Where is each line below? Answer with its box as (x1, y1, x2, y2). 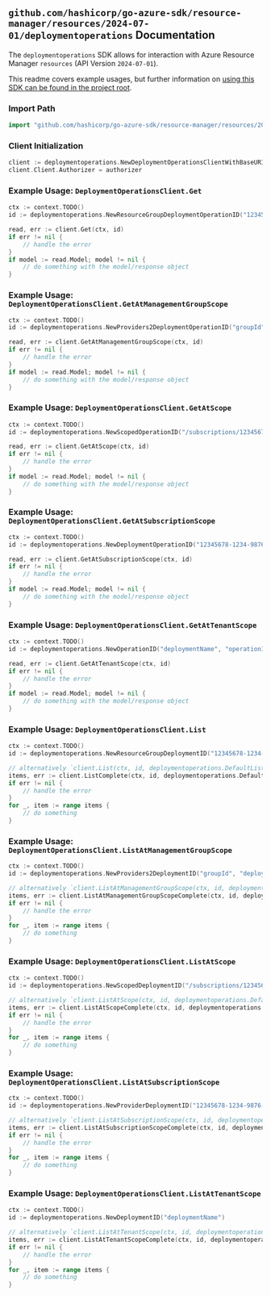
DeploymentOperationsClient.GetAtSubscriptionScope (8, 516, 216, 526)
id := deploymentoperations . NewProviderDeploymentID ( (8, 1102, 194, 1110)
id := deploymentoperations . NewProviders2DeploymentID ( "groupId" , (8, 870, 236, 878)
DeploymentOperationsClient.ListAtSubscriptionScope (8, 1077, 220, 1087)
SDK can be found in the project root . (8, 82, 132, 92)
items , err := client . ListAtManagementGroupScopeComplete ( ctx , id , (8, 892, 240, 900)
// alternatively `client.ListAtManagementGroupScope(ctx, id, (8, 884, 226, 892)
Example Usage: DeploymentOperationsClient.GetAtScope (8, 402, 232, 413)
